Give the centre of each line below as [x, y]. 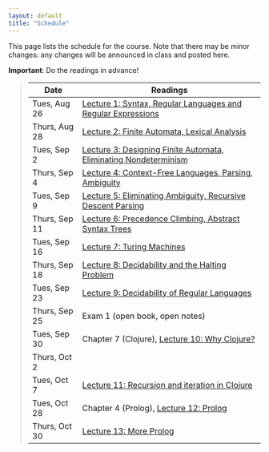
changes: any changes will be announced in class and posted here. [119, 54]
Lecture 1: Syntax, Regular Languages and [162, 103]
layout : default [35, 16]
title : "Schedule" [39, 23]
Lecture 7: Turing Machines [134, 247]
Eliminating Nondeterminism [135, 159]
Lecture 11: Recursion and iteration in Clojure [167, 385]
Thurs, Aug [53, 127]
